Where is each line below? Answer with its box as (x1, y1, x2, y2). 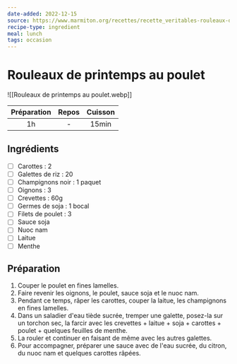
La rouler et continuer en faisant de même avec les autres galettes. (17, 334, 212, 343)
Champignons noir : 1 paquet (17, 178, 102, 186)
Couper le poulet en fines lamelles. (17, 281, 119, 290)
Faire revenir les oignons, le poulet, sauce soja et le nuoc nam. (17, 289, 200, 298)
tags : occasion (7, 37, 52, 44)
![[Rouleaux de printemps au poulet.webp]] (7, 90, 133, 99)
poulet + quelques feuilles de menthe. (17, 327, 128, 335)
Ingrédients (7, 143, 59, 155)
